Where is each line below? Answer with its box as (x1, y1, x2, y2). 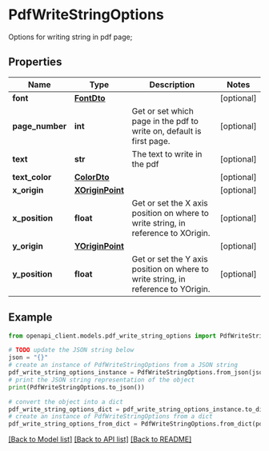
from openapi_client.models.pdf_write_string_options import (8, 332, 217, 340)
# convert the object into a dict (8, 397, 124, 405)
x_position (12, 212, 54, 223)
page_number (12, 120, 66, 131)
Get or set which (131, 106, 194, 117)
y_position (12, 268, 53, 279)
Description (149, 78, 195, 90)
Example (8, 310, 53, 325)
